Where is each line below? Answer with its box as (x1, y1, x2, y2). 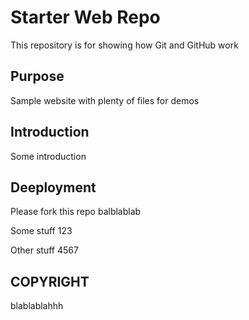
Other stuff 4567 (10, 244, 79, 256)
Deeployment (10, 179, 97, 196)
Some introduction (10, 150, 87, 162)
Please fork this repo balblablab (10, 206, 142, 218)
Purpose (10, 68, 65, 85)
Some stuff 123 (10, 225, 73, 237)
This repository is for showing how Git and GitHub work (10, 39, 239, 51)
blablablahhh (10, 300, 64, 312)
